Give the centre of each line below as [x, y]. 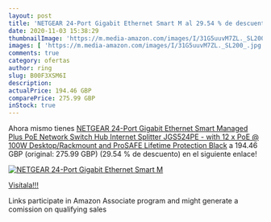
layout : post [30, 16]
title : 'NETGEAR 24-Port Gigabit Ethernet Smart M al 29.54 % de [120, 23]
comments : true [34, 53]
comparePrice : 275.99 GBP [52, 98]
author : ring [30, 68]
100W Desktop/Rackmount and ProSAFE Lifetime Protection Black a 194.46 [133, 146]
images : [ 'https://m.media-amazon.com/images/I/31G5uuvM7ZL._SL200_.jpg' [137, 46]
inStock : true [32, 105]
